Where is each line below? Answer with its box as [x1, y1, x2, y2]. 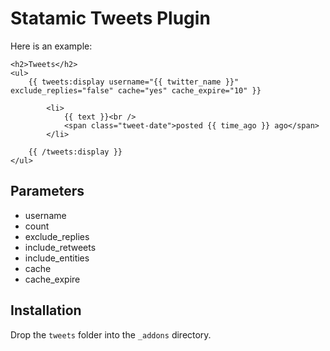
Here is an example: [10, 40, 93, 52]
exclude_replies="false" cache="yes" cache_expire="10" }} [10, 85, 262, 96]
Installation [10, 302, 82, 319]
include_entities [24, 252, 90, 264]
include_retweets [24, 241, 97, 253]
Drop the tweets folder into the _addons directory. [10, 328, 212, 341]
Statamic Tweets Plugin [10, 7, 211, 30]
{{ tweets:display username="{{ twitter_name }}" [28, 77, 240, 87]
